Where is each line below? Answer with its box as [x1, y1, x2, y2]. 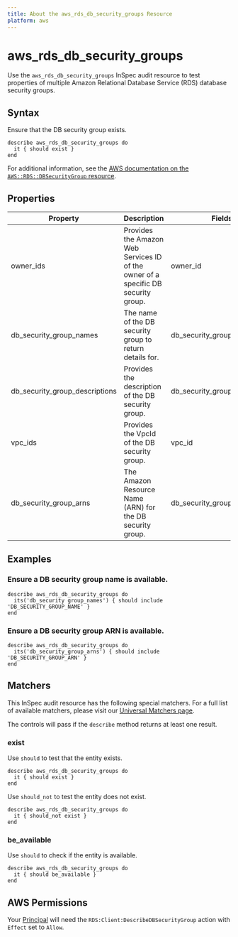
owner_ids [11, 261, 46, 271]
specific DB [123, 278, 162, 288]
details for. [123, 352, 159, 362]
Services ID [123, 252, 162, 262]
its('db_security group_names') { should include [13, 597, 163, 604]
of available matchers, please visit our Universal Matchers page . [7, 706, 195, 715]
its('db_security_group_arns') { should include [13, 648, 160, 656]
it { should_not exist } [13, 813, 87, 820]
